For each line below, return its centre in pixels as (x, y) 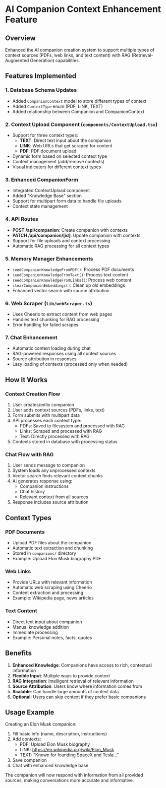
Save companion (29, 760)
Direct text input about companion (47, 622)
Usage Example (30, 712)
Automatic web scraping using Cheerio (52, 588)
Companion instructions (44, 486)
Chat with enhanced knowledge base (50, 766)
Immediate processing (35, 632)
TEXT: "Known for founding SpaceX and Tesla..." (69, 755)
